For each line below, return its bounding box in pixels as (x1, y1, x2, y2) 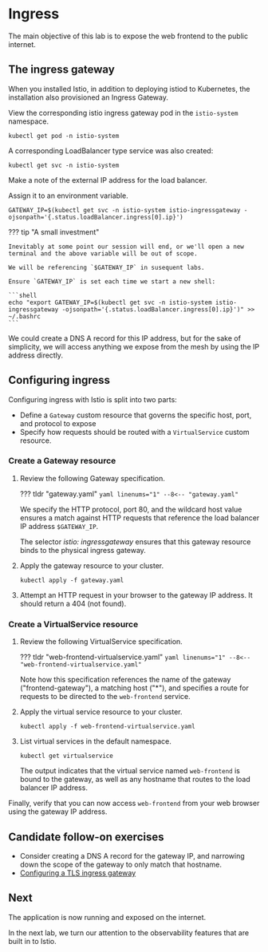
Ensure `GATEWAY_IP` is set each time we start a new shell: (8, 277, 216, 286)
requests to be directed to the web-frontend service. (19, 692, 191, 701)
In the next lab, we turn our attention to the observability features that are (8, 927, 250, 938)
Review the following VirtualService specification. (19, 637, 183, 646)
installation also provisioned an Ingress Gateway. (8, 93, 169, 102)
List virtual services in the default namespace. (19, 737, 171, 746)
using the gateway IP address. (8, 807, 108, 816)
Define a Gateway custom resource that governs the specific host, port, (19, 410, 252, 420)
